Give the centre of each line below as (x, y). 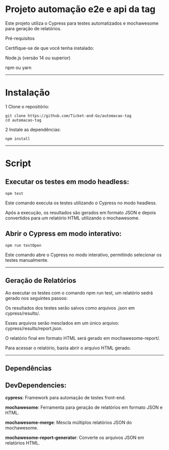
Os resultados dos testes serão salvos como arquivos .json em (70, 308)
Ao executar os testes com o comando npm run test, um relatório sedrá (79, 292)
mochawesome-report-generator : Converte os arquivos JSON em (75, 437)
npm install (18, 139)
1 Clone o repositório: (27, 106)
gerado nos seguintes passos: (36, 298)
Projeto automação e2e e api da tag (80, 9)
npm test (14, 193)
